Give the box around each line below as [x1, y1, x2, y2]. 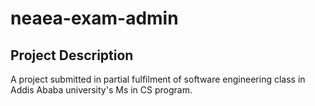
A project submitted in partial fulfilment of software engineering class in [10, 73, 306, 85]
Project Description [10, 47, 134, 64]
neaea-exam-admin [10, 7, 179, 30]
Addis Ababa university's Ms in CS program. [10, 84, 193, 96]
